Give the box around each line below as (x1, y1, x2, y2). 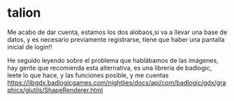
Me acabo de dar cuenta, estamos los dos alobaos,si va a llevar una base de (7, 28, 228, 36)
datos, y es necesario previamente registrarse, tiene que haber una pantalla (7, 35, 225, 43)
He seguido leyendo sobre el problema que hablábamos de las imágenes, (7, 56, 219, 64)
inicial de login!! (7, 42, 52, 51)
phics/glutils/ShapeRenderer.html (7, 86, 103, 94)
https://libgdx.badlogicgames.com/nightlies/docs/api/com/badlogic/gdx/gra (7, 78, 226, 86)
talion (7, 5, 41, 21)
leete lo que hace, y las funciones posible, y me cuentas (7, 71, 169, 79)
